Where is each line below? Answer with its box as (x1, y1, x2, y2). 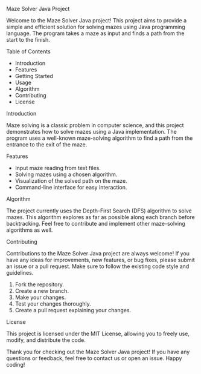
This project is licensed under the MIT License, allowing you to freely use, (6, 330, 190, 337)
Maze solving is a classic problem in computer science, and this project (6, 122, 184, 129)
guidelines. (6, 269, 34, 276)
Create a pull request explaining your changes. (14, 307, 132, 313)
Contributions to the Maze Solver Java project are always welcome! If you (6, 250, 190, 257)
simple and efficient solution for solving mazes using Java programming (6, 24, 185, 30)
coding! (6, 361, 25, 368)
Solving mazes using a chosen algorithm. (14, 171, 118, 178)
